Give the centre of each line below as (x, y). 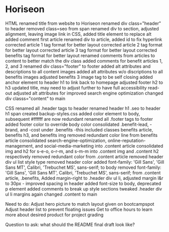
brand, (12, 129)
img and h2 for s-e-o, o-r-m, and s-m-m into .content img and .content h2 (82, 151)
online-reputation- (127, 141)
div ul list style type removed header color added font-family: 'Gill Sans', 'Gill (85, 162)
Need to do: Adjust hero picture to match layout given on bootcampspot (80, 204)
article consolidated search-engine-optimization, (56, 141)
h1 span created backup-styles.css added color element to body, (73, 113)
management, (20, 146)
